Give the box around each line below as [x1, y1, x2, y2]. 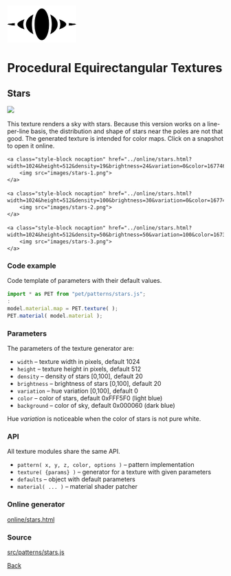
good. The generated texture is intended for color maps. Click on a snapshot [7, 135, 224, 142]
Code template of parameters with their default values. [7, 277, 162, 285]
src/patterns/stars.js [7, 548, 65, 556]
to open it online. [7, 142, 55, 150]
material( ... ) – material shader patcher [16, 483, 137, 491]
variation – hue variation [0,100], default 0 [16, 387, 139, 395]
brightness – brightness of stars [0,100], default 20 [16, 380, 162, 388]
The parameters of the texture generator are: [7, 345, 134, 353]
